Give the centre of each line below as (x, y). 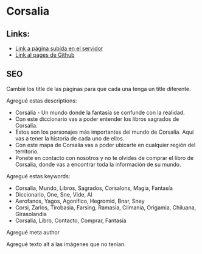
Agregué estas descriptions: (42, 100)
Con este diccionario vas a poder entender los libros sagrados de (97, 119)
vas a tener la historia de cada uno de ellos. (70, 138)
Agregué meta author (33, 232)
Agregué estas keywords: (38, 176)
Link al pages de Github (45, 55)
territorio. (27, 151)
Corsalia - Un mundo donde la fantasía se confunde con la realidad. (100, 112)
